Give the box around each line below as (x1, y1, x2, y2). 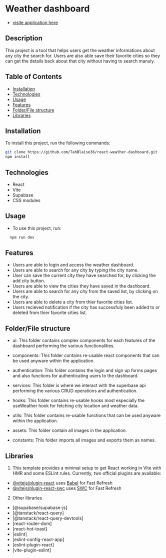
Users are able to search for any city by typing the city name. (12, 267, 139, 273)
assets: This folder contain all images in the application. (12, 427, 127, 433)
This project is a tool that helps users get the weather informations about (5, 47, 155, 53)
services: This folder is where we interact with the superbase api (12, 382, 146, 388)
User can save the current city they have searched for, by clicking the (12, 272, 156, 278)
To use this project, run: (12, 225, 61, 231)
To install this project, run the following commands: (5, 140, 110, 146)
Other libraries (12, 495, 42, 501)
